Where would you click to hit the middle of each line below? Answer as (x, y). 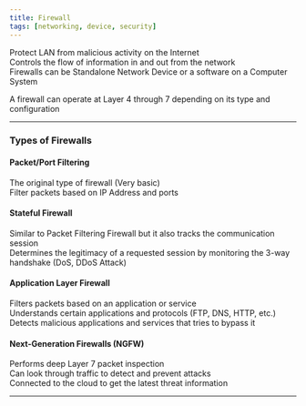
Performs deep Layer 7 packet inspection (87, 364)
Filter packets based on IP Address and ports (94, 192)
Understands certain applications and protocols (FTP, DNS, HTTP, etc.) (143, 313)
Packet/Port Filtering (50, 162)
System (24, 81)
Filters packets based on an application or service (103, 304)
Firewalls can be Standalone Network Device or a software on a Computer (148, 71)
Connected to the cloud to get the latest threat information (119, 383)
